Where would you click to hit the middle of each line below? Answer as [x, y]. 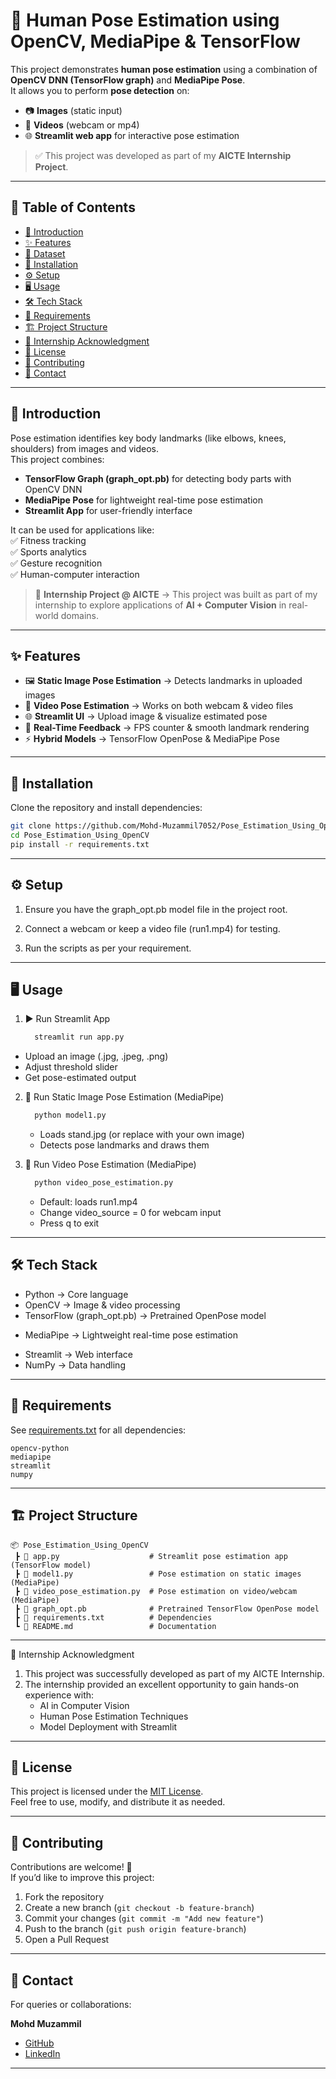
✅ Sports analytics [48, 551]
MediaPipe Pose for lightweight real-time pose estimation [143, 500]
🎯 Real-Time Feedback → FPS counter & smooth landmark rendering [167, 728]
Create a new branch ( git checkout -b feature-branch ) [139, 1908]
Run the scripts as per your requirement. [108, 948]
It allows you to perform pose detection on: [100, 90]
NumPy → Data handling [75, 1365]
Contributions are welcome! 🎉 [71, 1867]
